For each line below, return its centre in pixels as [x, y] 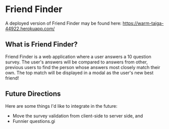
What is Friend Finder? [42, 45]
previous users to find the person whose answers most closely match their [83, 67]
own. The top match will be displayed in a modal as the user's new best [79, 73]
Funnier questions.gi [34, 121]
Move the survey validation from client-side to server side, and [78, 116]
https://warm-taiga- [143, 23]
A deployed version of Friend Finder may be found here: [64, 23]
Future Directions [33, 94]
